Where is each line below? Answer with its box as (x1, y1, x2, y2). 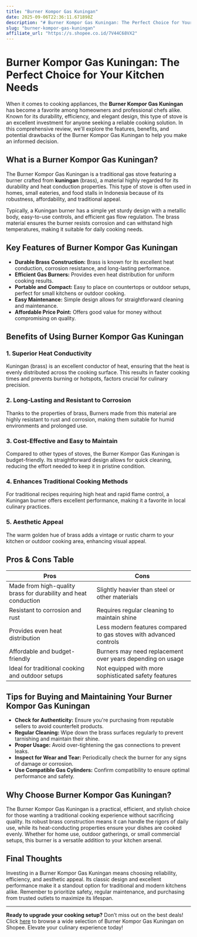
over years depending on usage (96, 654, 184, 663)
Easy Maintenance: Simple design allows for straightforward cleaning (14, 295, 184, 303)
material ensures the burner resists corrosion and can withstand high (6, 219, 173, 227)
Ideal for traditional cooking (9, 664, 85, 673)
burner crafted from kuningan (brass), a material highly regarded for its (6, 177, 179, 184)
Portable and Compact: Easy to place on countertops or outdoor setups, (14, 283, 191, 290)
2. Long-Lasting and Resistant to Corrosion (6, 396, 131, 404)
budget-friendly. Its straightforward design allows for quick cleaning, (6, 456, 172, 463)
